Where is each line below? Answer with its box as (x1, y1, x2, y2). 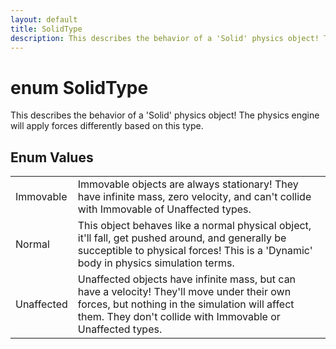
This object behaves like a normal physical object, (77, 219, 312, 233)
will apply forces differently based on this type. (10, 120, 204, 132)
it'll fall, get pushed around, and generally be (77, 231, 287, 245)
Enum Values (10, 149, 94, 166)
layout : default (10, 14, 78, 25)
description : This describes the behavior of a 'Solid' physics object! (10, 33, 320, 43)
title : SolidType (10, 24, 83, 34)
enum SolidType (10, 76, 149, 99)
